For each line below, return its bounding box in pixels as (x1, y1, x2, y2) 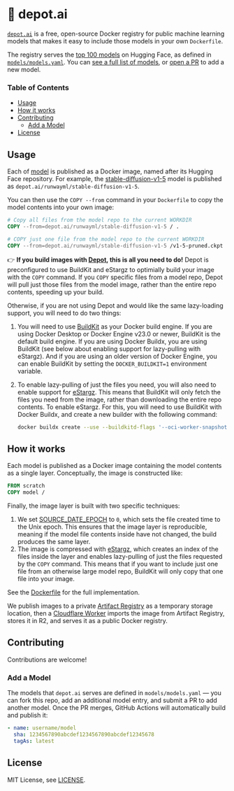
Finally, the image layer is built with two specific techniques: (7, 501, 180, 510)
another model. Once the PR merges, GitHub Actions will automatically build (7, 704, 226, 712)
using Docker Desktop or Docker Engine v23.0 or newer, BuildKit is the (17, 329, 221, 338)
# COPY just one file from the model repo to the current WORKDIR (7, 236, 205, 243)
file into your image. (17, 574, 75, 583)
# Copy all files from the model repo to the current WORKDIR (7, 217, 192, 224)
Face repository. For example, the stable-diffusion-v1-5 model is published (7, 175, 222, 183)
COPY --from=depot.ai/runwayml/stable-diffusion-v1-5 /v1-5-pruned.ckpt (7, 242, 224, 249)
